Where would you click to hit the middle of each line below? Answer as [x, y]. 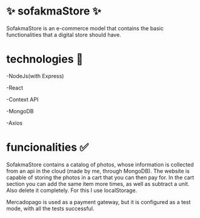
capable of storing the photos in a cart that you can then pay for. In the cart [100, 177]
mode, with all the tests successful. [50, 208]
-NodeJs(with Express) [35, 76]
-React [15, 88]
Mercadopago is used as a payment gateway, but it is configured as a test [98, 202]
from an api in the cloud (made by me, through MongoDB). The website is [98, 171]
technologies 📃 [45, 59]
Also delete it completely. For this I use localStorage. [72, 190]
